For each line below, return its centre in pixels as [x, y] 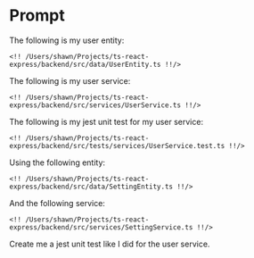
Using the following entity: [57, 162]
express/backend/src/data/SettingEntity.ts [91, 187]
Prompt [37, 16]
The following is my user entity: [67, 40]
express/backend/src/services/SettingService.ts [101, 227]
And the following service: [57, 203]
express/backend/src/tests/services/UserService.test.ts [117, 146]
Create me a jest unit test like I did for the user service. [110, 244]
